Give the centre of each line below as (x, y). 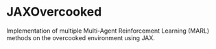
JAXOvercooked (54, 12)
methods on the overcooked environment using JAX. (81, 37)
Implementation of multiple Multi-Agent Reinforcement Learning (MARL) (108, 31)
